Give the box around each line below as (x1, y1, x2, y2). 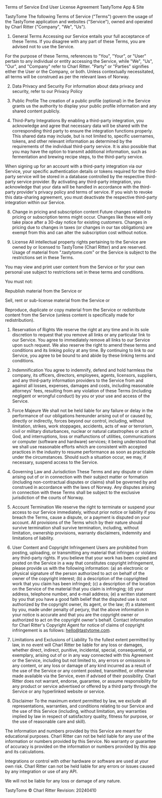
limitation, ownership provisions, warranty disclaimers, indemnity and (12, 530, 151, 536)
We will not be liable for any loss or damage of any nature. (5, 778, 121, 783)
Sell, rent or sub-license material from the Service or (5, 297, 110, 303)
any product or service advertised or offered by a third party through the (12, 684, 157, 689)
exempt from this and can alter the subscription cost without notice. (12, 230, 148, 235)
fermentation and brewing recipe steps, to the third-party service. (12, 154, 144, 160)
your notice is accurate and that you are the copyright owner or (12, 612, 139, 617)
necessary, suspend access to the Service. (12, 460, 98, 465)
